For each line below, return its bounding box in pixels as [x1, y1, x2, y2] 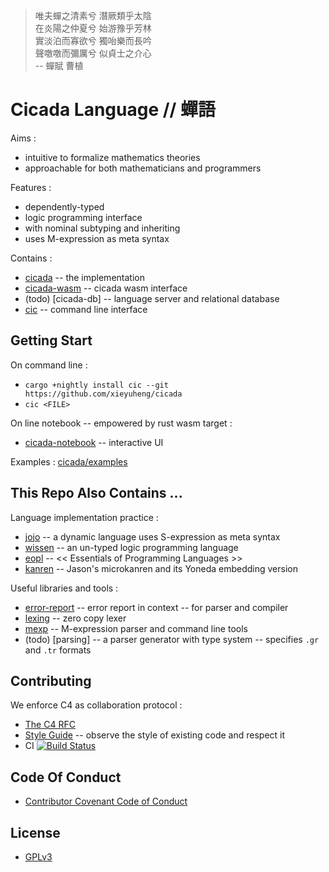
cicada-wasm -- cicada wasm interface [24, 282, 188, 294]
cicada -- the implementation [24, 271, 145, 283]
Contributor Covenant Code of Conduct [24, 795, 188, 808]
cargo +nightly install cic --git [24, 380, 169, 390]
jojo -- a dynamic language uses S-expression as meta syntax [24, 530, 281, 543]
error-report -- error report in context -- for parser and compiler [24, 601, 289, 613]
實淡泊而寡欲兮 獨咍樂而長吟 [34, 35, 152, 46]
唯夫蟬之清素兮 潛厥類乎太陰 [34, 10, 152, 21]
